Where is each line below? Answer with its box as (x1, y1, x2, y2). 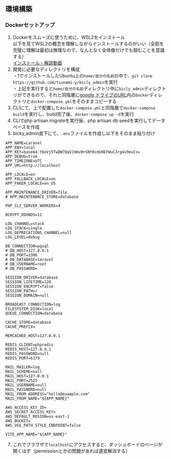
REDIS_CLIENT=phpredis (5, 342, 54, 347)
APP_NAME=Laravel (5, 140, 42, 145)
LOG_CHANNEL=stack (5, 221, 44, 226)
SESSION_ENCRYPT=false (5, 284, 54, 289)
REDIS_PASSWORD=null (5, 351, 50, 356)
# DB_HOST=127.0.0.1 (5, 248, 50, 253)
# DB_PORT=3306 (5, 253, 38, 258)
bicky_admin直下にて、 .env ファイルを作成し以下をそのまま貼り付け (12, 130, 155, 136)
